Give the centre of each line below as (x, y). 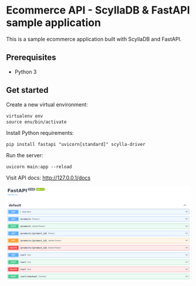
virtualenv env (25, 116)
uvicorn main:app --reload (39, 167)
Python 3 (26, 72)
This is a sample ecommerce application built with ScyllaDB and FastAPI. (94, 39)
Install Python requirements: (40, 132)
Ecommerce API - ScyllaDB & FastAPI (98, 10)
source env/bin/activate (36, 122)
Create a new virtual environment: (47, 104)
